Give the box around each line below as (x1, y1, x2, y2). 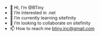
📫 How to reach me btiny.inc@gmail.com (9, 26, 95, 31)
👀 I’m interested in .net (9, 10, 56, 16)
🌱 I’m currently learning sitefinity (9, 15, 77, 20)
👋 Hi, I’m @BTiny (9, 5, 44, 10)
